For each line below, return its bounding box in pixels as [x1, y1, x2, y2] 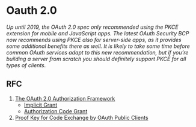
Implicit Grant [23, 101, 58, 108]
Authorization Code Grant [23, 107, 88, 114]
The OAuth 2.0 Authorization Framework [14, 95, 115, 102]
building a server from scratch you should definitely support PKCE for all [6, 55, 186, 62]
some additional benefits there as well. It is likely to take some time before [6, 43, 191, 50]
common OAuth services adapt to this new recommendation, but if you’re [6, 49, 189, 56]
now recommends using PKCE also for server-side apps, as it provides [6, 36, 182, 43]
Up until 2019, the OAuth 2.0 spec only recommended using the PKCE [6, 23, 179, 31]
